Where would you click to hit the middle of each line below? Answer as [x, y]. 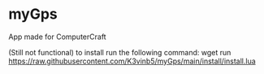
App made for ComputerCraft [58, 37]
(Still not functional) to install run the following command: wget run [120, 52]
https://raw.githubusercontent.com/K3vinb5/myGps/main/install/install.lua [132, 61]
